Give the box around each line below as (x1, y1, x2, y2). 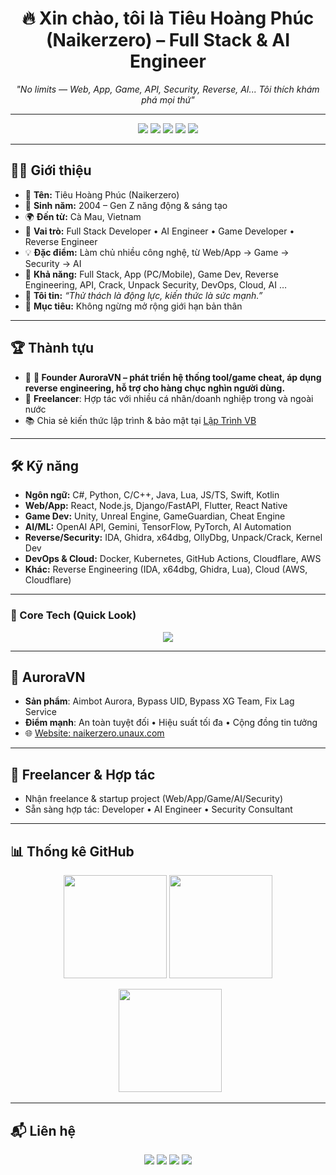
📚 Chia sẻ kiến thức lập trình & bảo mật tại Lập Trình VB (24, 414, 257, 426)
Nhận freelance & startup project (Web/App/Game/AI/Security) (24, 793, 284, 805)
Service (24, 706, 57, 718)
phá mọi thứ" (141, 93, 195, 106)
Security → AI (24, 257, 82, 269)
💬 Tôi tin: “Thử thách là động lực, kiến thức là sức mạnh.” (24, 289, 263, 301)
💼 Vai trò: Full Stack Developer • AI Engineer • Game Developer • (24, 225, 295, 237)
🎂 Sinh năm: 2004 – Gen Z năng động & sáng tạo (24, 199, 228, 211)
